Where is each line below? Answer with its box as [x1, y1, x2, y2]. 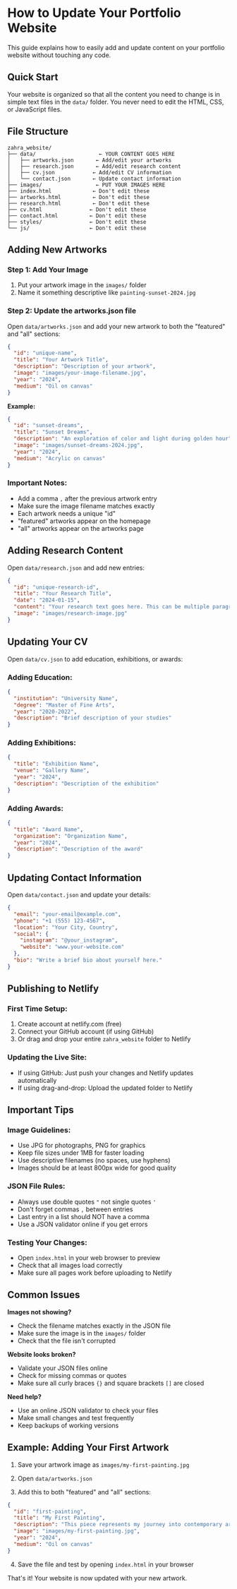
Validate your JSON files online [17, 1364, 108, 1372]
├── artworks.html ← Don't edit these [7, 193, 150, 200]
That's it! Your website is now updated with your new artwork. [7, 1573, 188, 1582]
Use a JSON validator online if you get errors [17, 1220, 148, 1228]
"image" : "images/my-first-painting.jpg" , [13, 1528, 140, 1535]
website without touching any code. [7, 51, 111, 59]
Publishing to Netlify [7, 983, 99, 995]
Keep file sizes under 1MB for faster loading [17, 1149, 145, 1157]
